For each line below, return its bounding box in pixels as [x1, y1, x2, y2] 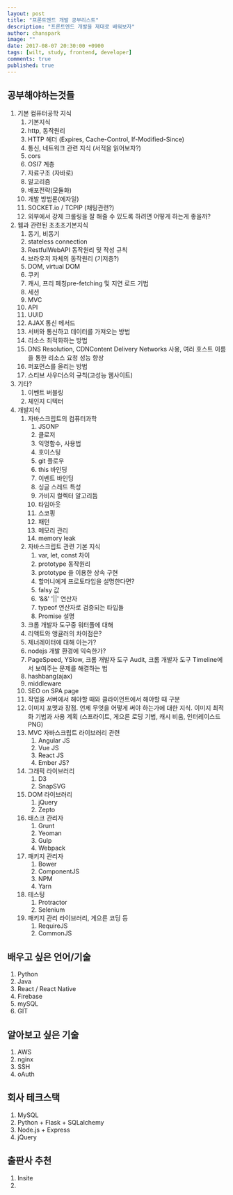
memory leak [38, 534, 77, 543]
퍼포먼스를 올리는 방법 [27, 363, 88, 371]
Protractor [38, 899, 67, 907]
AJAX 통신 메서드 [27, 319, 76, 327]
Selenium [38, 905, 65, 914]
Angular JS [38, 736, 70, 745]
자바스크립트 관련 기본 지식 [27, 542, 101, 551]
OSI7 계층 [27, 160, 55, 168]
